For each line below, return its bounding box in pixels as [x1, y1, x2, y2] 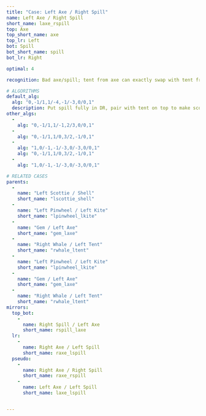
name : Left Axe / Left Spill [22, 384, 97, 390]
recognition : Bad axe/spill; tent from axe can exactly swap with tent [6, 77, 193, 83]
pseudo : [12, 355, 32, 362]
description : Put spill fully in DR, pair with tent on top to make [12, 105, 191, 111]
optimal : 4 [6, 66, 34, 72]
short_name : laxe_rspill [6, 20, 70, 26]
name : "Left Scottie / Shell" [17, 190, 95, 196]
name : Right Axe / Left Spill [22, 344, 100, 350]
